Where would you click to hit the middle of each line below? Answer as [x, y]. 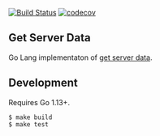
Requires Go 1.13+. [39, 102]
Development [43, 83]
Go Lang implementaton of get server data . [80, 57]
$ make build [30, 117]
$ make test [28, 124]
